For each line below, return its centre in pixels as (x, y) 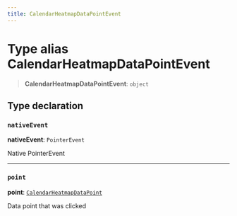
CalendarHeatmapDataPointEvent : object (87, 84)
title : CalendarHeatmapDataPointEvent (64, 14)
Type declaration (45, 106)
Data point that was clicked (47, 205)
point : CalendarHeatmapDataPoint (55, 192)
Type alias (38, 49)
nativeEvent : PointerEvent (46, 140)
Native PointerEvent (36, 154)
